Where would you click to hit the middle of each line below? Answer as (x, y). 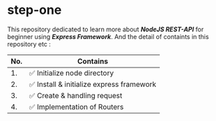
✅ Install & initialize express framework (93, 84)
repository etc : (29, 44)
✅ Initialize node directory (71, 73)
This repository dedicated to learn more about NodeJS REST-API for (106, 29)
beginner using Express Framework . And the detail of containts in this (108, 36)
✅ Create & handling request (76, 95)
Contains (93, 61)
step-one (34, 10)
